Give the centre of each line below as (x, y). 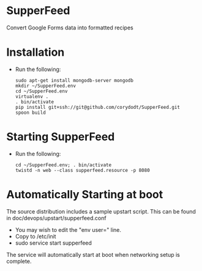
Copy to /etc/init (36, 236)
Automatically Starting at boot (85, 195)
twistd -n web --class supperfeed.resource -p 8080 (82, 170)
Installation (36, 52)
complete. (19, 261)
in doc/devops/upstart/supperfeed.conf (56, 218)
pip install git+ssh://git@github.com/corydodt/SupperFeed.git (98, 107)
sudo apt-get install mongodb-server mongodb (74, 80)
